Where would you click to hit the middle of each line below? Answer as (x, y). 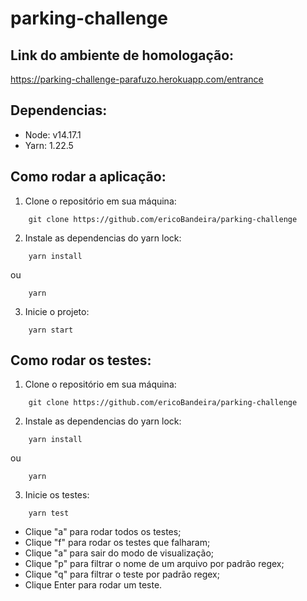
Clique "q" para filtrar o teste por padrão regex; (122, 574)
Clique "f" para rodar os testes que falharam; (117, 543)
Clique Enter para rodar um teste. (93, 585)
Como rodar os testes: (81, 360)
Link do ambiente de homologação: (122, 55)
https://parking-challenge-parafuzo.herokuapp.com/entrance (137, 79)
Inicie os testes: (57, 495)
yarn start (51, 330)
